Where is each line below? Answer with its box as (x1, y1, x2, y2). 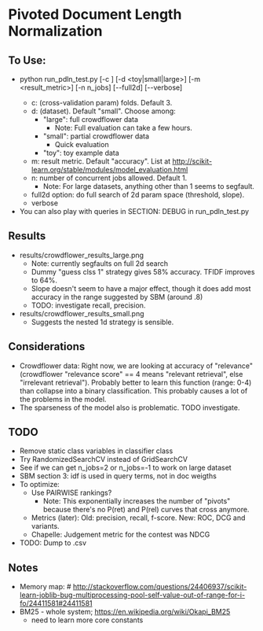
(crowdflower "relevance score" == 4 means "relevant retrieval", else (19, 369, 243, 378)
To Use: (8, 54, 46, 67)
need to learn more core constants (31, 615, 144, 625)
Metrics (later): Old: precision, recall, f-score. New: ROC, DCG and (31, 513, 246, 522)
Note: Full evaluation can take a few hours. (54, 124, 192, 132)
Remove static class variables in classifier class (19, 446, 174, 456)
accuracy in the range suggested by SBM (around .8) (31, 292, 203, 301)
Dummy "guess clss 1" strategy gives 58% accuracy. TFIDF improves (31, 267, 255, 276)
